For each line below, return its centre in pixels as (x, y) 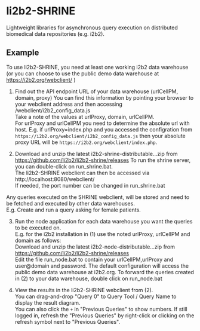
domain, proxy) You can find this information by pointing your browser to (104, 97)
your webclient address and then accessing (68, 104)
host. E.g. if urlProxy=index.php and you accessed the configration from (104, 129)
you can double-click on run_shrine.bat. (64, 166)
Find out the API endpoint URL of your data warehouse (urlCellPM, (96, 91)
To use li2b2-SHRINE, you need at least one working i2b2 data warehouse (97, 67)
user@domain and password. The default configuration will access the (102, 266)
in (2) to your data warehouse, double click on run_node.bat (88, 278)
